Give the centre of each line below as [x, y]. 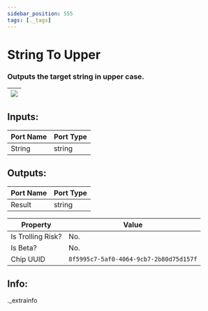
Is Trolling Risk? [36, 236]
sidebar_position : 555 [40, 14]
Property [36, 225]
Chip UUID [28, 259]
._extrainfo [22, 301]
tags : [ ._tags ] [29, 20]
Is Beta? [24, 248]
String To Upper [54, 55]
